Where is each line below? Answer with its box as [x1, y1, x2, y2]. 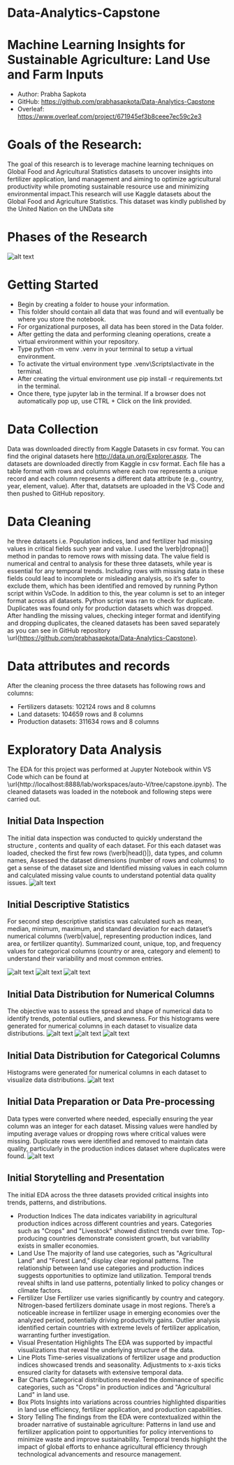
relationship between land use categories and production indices [17, 1263, 205, 1272]
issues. [7, 878, 28, 887]
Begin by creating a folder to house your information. [17, 300, 170, 308]
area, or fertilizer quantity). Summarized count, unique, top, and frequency [7, 940, 221, 948]
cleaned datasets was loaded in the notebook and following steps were [7, 787, 212, 796]
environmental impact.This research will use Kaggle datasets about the [7, 190, 212, 198]
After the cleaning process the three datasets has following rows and [7, 681, 206, 689]
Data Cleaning [7, 514, 92, 530]
